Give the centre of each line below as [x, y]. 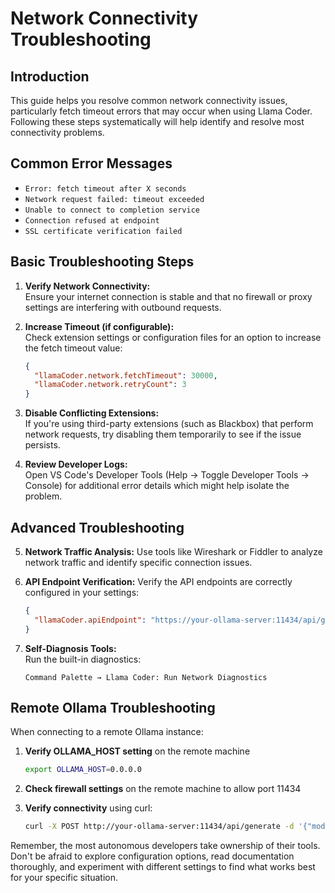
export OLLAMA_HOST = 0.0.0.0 [83, 770]
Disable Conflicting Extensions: [92, 413]
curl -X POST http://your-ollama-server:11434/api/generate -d [159, 827]
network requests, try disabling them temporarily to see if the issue [163, 434]
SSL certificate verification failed [103, 231]
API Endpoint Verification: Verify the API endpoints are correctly [158, 581]
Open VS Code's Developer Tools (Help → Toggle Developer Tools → [167, 475]
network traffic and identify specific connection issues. [138, 562]
